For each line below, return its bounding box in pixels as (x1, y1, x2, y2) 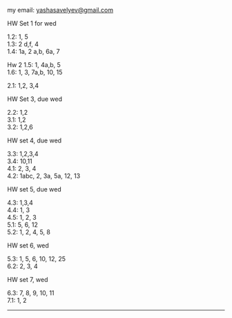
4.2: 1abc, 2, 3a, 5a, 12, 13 (7, 172, 81, 180)
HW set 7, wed (7, 276, 48, 283)
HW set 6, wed (7, 241, 50, 250)
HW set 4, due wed (7, 136, 62, 144)
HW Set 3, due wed (7, 95, 62, 103)
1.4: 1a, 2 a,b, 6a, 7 (7, 48, 60, 55)
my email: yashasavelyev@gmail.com (7, 6, 114, 14)
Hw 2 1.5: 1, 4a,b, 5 (7, 61, 61, 68)
